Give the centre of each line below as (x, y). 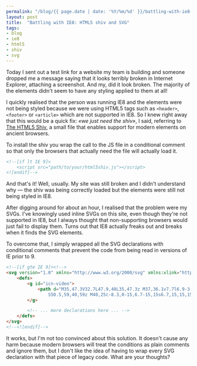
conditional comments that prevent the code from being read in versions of (97, 250)
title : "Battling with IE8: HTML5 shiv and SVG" (68, 22)
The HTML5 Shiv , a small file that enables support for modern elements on (96, 127)
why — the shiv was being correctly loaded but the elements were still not (95, 190)
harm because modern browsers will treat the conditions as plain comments (98, 344)
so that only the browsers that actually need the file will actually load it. (92, 151)
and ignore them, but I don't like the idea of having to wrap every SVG (90, 351)
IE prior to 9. (21, 257)
